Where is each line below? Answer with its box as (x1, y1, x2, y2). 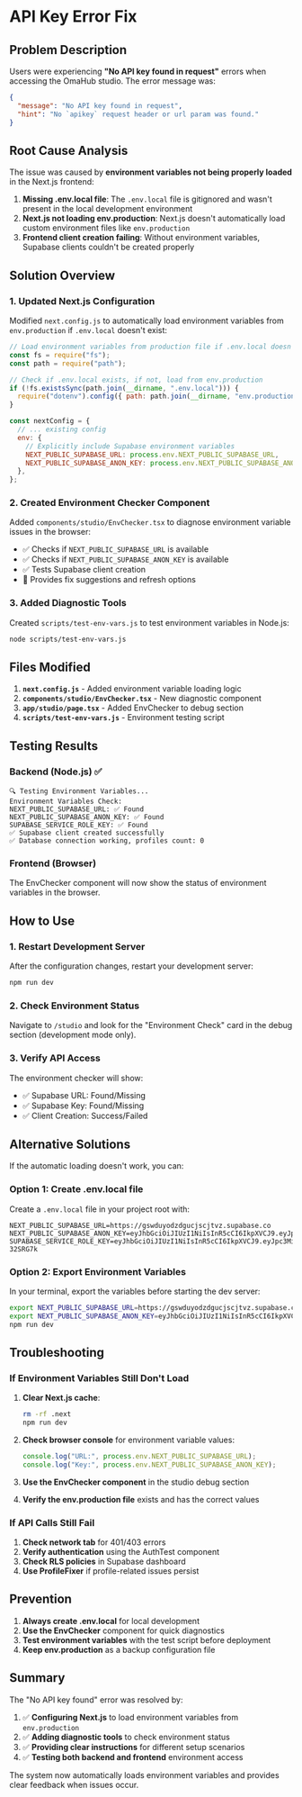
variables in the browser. (9, 887, 101, 898)
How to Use (9, 913, 75, 928)
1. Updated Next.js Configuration (9, 294, 155, 307)
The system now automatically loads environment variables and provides (9, 1769, 280, 1780)
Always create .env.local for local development (22, 1615, 200, 1626)
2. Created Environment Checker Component (9, 497, 210, 510)
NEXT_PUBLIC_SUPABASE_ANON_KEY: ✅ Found (9, 813, 164, 822)
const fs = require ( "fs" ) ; (9, 350, 111, 359)
